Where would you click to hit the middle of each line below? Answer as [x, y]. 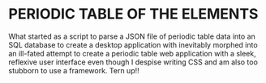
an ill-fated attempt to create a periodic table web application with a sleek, [133, 53]
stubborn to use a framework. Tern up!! [74, 70]
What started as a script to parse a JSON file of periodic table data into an [132, 36]
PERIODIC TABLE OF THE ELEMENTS [133, 14]
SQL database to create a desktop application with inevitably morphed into [133, 44]
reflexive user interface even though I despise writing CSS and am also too [133, 62]
